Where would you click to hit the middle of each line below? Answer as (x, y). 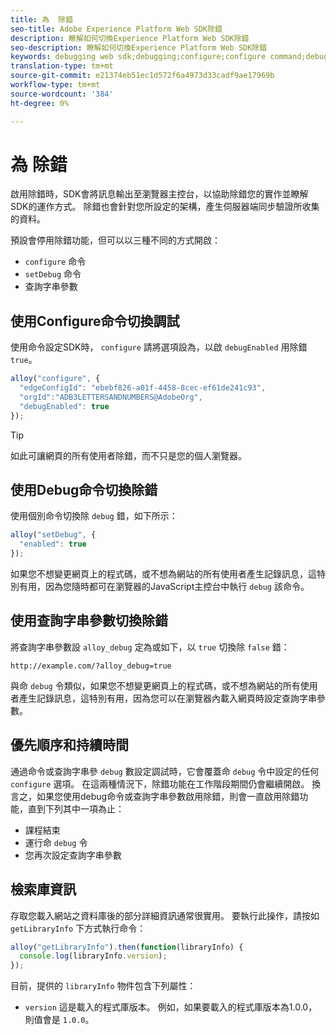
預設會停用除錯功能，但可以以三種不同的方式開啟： (115, 240)
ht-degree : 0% (40, 103)
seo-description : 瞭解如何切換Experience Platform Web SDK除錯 (139, 47)
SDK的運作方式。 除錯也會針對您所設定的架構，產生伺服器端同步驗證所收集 (165, 207)
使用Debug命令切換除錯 (84, 490)
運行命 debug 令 (56, 842)
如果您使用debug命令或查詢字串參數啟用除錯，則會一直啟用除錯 (168, 796)
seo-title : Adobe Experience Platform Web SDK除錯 (116, 29)
